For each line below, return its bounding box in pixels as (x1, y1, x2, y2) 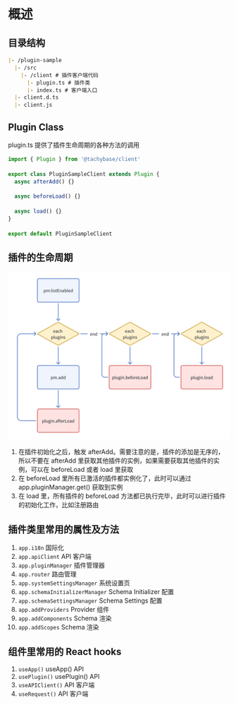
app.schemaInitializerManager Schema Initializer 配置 (18, 588, 175, 596)
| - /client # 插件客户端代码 (20, 71, 99, 78)
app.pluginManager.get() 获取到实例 (18, 483, 123, 492)
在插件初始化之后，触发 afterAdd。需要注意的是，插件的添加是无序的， (18, 448, 225, 456)
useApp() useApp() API (18, 665, 84, 673)
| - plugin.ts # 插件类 (26, 79, 91, 86)
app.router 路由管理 (18, 570, 77, 579)
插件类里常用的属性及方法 (8, 523, 119, 535)
